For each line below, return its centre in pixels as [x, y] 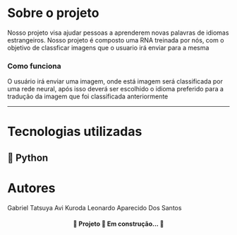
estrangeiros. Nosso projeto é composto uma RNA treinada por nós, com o [116, 40]
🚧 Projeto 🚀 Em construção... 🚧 [119, 224]
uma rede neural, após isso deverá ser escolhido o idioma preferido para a [116, 89]
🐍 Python [28, 157]
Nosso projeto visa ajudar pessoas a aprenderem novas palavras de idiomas [118, 33]
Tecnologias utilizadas [75, 132]
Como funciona [34, 66]
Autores [31, 188]
